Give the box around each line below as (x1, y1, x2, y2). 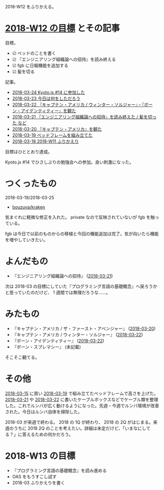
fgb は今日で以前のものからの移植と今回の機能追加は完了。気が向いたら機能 (5, 231, 159, 236)
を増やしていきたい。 (5, 236, 48, 243)
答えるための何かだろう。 (22, 431, 73, 437)
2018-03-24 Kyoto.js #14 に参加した (12, 89, 85, 95)
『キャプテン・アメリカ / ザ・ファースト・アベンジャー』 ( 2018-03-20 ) (12, 326, 156, 331)
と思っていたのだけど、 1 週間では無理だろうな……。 (5, 289, 111, 295)
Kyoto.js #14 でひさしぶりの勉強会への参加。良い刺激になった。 (5, 159, 134, 165)
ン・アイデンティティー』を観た (12, 108, 76, 114)
